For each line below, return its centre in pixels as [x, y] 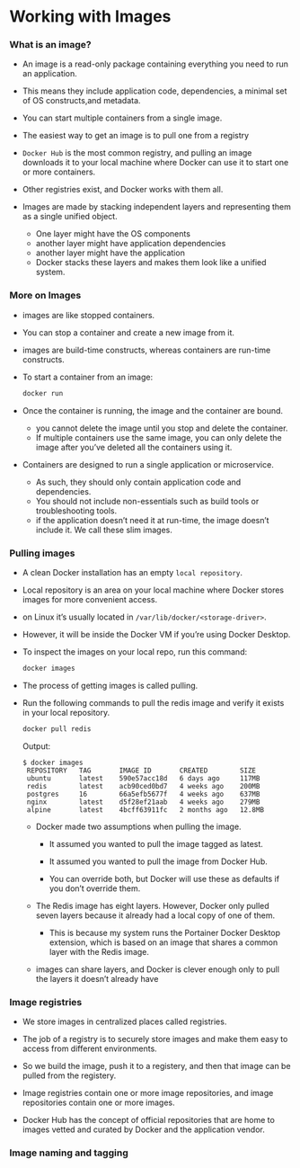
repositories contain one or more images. [98, 1102]
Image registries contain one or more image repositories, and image [148, 1093]
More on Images [45, 296]
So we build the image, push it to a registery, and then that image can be [156, 1066]
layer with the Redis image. [99, 951]
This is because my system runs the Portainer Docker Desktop [165, 932]
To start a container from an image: [88, 377]
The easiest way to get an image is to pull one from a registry [136, 136]
